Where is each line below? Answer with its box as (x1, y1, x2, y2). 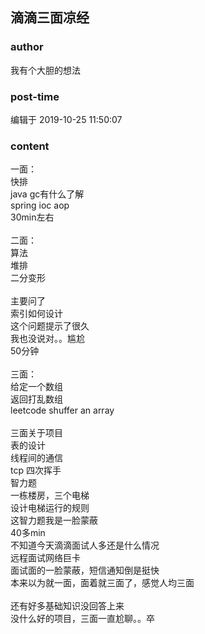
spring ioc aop (10, 199, 70, 212)
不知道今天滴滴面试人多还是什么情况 (10, 539, 160, 552)
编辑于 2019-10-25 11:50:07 (10, 113, 123, 125)
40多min (10, 527, 46, 539)
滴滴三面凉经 (10, 9, 90, 27)
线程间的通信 (10, 452, 63, 464)
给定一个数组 (10, 381, 63, 393)
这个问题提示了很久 (10, 320, 90, 332)
